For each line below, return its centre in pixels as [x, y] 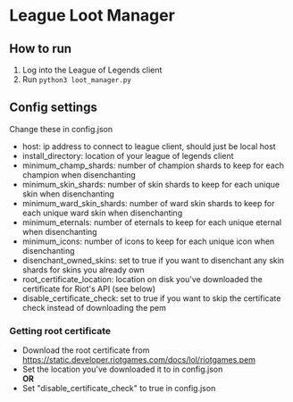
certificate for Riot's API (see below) [89, 289]
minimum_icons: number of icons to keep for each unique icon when [148, 241]
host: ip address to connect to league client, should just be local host [149, 146]
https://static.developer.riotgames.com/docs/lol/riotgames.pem [139, 360]
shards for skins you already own [83, 270]
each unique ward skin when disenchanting [102, 213]
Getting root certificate [60, 331]
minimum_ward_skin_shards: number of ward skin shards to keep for [148, 203]
